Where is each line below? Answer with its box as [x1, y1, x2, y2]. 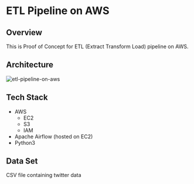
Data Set [6, 156, 38, 166]
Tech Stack [6, 93, 48, 103]
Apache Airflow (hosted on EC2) [14, 133, 93, 140]
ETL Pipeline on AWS [6, 4, 110, 18]
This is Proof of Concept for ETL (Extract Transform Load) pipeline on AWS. [6, 43, 189, 50]
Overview [6, 28, 43, 38]
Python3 [14, 139, 35, 146]
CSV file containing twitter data [6, 172, 81, 179]
